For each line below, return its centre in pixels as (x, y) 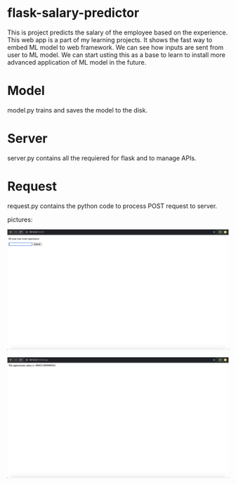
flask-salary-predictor (73, 13)
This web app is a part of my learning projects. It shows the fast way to (110, 39)
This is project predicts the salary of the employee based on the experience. (118, 32)
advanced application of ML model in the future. (77, 62)
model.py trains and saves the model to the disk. (77, 110)
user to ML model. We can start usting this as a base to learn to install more (117, 55)
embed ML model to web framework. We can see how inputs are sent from (116, 47)
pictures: (20, 219)
